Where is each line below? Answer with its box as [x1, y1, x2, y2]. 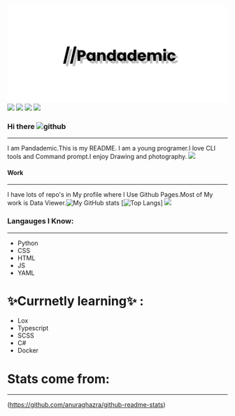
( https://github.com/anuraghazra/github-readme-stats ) [7, 401, 166, 409]
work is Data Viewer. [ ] [7, 199, 163, 207]
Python [17, 239, 38, 247]
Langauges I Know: [7, 216, 74, 226]
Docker [17, 346, 39, 355]
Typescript [17, 324, 49, 333]
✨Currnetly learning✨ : [7, 293, 144, 309]
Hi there [7, 121, 35, 131]
